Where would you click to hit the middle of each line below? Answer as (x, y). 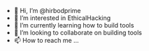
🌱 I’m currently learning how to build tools (74, 25)
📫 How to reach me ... (46, 40)
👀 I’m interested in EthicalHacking (62, 18)
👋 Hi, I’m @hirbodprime (48, 11)
